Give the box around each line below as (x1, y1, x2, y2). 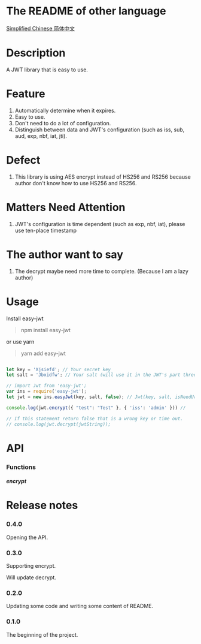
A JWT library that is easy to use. (6, 66, 89, 73)
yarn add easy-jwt (20, 350, 66, 357)
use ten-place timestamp (14, 227, 77, 234)
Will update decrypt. (6, 574, 57, 581)
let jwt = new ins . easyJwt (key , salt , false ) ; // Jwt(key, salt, (6, 394, 173, 400)
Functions (6, 463, 36, 471)
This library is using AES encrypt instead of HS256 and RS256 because (14, 173, 191, 180)
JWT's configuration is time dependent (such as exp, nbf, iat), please (14, 220, 185, 227)
